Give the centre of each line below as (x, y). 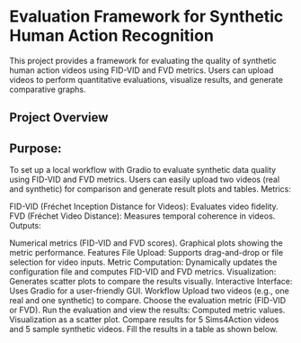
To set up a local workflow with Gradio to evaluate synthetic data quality (143, 170)
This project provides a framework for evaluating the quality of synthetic (143, 60)
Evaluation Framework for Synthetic (146, 17)
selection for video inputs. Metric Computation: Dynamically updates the (143, 262)
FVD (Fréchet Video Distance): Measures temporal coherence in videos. (142, 216)
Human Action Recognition (111, 36)
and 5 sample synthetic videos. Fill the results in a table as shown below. (144, 329)
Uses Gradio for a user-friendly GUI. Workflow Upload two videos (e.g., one (149, 291)
